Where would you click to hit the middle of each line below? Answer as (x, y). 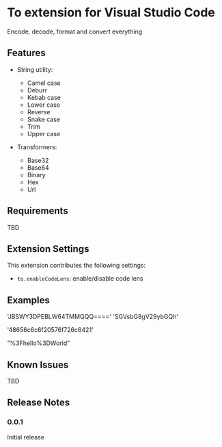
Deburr (37, 90)
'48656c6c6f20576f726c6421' (50, 330)
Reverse (39, 112)
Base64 (38, 167)
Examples (28, 300)
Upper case (44, 133)
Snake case (43, 119)
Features (26, 53)
